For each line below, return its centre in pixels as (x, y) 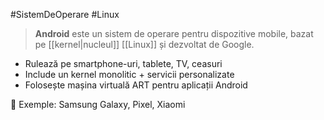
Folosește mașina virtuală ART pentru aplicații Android (136, 85)
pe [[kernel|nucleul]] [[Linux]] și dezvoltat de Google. (144, 44)
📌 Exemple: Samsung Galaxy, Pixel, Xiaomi (98, 104)
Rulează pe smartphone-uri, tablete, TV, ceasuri (123, 63)
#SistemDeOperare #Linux (65, 14)
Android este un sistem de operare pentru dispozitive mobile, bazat (174, 33)
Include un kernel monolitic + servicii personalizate (129, 74)
